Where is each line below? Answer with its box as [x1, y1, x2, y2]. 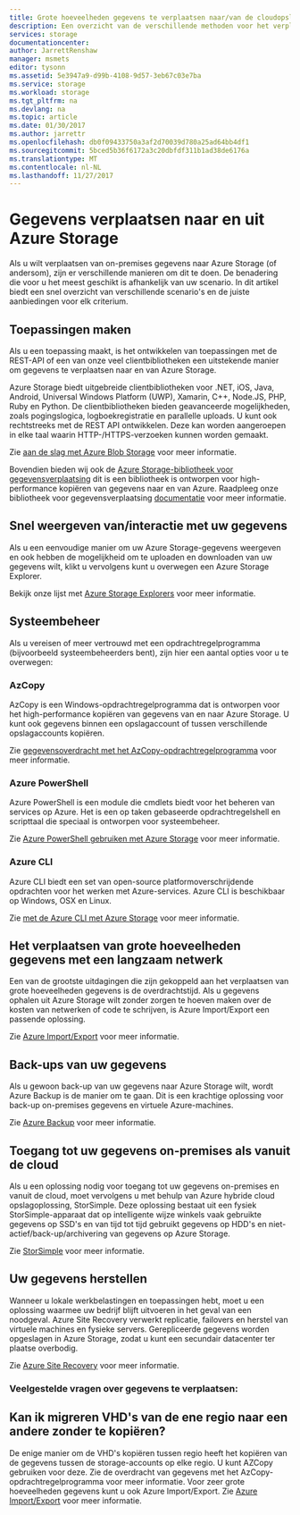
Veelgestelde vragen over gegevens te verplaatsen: [9, 1382, 238, 1394]
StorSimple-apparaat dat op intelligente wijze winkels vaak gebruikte [9, 1208, 262, 1220]
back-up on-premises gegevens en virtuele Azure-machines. [9, 1100, 234, 1111]
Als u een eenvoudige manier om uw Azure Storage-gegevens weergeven [9, 542, 281, 552]
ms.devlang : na [9, 105, 66, 114]
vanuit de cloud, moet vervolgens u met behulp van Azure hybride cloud [9, 1190, 275, 1200]
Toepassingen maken [9, 322, 132, 337]
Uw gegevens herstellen [9, 1271, 147, 1287]
